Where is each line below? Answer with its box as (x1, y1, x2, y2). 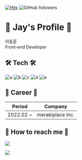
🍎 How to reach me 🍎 (5, 128, 69, 136)
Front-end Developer (5, 44, 47, 50)
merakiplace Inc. (37, 111, 75, 118)
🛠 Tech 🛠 (5, 59, 36, 67)
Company (44, 103, 67, 110)
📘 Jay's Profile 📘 (5, 22, 72, 33)
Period (12, 103, 28, 110)
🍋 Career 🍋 (5, 89, 38, 97)
